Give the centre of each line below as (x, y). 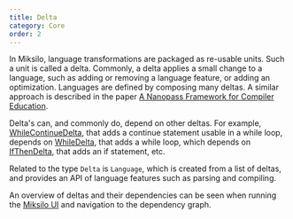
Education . (29, 106)
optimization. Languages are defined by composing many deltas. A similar (144, 87)
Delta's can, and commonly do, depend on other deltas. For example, (135, 123)
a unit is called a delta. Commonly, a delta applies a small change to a (136, 68)
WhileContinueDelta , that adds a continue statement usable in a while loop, (146, 133)
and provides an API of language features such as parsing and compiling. (143, 178)
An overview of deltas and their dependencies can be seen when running (143, 195)
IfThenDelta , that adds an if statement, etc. (87, 152)
